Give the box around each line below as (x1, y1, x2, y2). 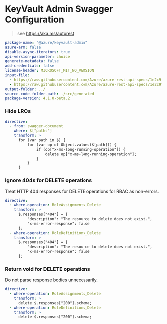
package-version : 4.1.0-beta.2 (5, 96, 70, 101)
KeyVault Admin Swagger (5, 3, 113, 15)
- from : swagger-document (9, 124, 64, 129)
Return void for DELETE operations (5, 265, 90, 272)
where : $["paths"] (14, 128, 52, 133)
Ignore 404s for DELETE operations (5, 177, 92, 184)
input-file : (5, 73, 30, 78)
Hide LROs (5, 108, 31, 115)
